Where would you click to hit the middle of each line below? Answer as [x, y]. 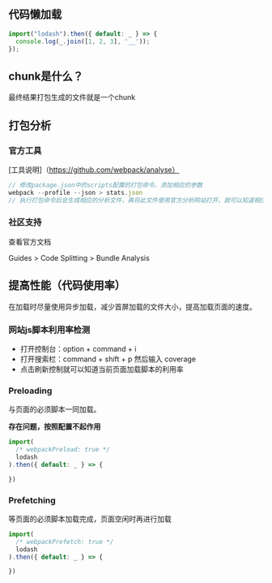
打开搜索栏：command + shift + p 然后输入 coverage [108, 359]
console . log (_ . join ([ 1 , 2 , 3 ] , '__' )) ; [83, 41]
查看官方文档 [30, 241]
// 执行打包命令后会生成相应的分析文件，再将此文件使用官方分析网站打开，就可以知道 [132, 200]
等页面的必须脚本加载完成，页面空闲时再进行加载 [90, 519]
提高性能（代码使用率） [67, 285]
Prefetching [32, 500]
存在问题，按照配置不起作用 [55, 427]
